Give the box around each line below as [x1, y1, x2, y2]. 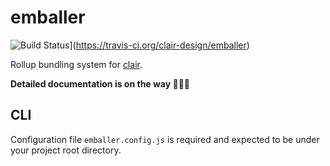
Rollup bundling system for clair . [10, 58, 143, 70]
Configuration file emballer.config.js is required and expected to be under [10, 133, 320, 145]
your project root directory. [10, 144, 122, 156]
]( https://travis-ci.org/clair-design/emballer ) [69, 39, 250, 51]
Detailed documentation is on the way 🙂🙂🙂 [10, 77, 191, 90]
